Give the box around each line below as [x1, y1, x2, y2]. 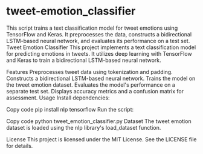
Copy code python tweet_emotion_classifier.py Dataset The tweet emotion [6, 117, 192, 125]
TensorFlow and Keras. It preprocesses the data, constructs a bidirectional [6, 30, 192, 38]
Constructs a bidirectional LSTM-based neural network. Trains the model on [6, 75, 196, 82]
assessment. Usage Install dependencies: [6, 94, 110, 101]
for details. [6, 142, 33, 149]
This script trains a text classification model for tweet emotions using [6, 24, 178, 32]
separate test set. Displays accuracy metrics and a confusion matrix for [6, 87, 184, 95]
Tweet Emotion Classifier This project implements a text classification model [6, 44, 196, 51]
